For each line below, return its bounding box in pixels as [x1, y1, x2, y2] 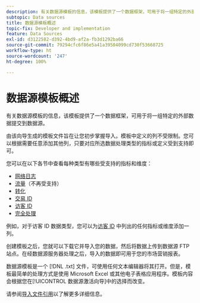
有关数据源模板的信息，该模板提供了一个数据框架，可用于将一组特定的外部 [6, 112, 189, 119]
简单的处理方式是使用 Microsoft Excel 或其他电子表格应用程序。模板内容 [16, 270, 193, 277]
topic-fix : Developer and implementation [6, 25, 111, 32]
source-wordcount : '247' [6, 53, 68, 59]
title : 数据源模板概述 [6, 20, 57, 26]
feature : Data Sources [6, 31, 62, 37]
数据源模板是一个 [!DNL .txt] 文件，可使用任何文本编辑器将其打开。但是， [6, 263, 186, 270]
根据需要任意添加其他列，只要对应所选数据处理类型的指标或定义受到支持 [11, 140, 189, 147]
